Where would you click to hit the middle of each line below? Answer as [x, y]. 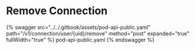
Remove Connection [57, 11]
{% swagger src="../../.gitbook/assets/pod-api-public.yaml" [78, 27]
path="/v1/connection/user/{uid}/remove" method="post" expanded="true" [98, 33]
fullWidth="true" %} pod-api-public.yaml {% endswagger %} [80, 40]
